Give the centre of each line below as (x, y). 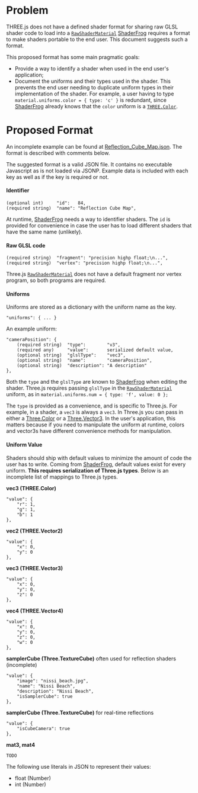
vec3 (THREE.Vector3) (35, 568)
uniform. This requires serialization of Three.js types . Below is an (87, 470)
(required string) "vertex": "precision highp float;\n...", (84, 263)
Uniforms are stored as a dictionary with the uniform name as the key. (91, 307)
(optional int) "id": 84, (46, 203)
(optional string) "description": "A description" (82, 366)
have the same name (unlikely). (44, 232)
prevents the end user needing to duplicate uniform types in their (94, 87)
